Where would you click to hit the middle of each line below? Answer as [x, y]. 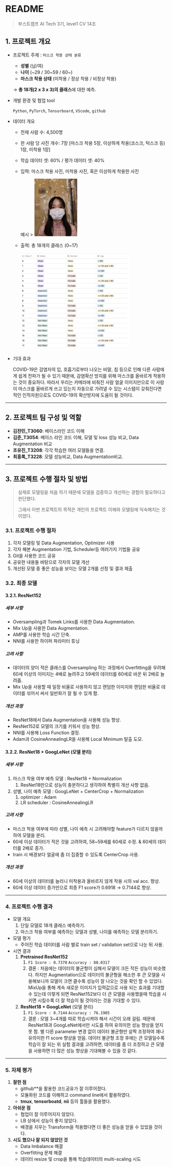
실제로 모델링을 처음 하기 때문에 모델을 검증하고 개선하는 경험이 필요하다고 [92, 492]
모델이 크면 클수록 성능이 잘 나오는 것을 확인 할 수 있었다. [106, 981]
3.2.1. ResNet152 [24, 596]
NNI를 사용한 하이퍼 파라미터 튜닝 [46, 641]
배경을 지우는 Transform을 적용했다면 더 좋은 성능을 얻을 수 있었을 [87, 1127]
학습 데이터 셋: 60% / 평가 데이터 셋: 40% [62, 160]
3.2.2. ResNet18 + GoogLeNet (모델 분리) [49, 751]
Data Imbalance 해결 [41, 1146]
